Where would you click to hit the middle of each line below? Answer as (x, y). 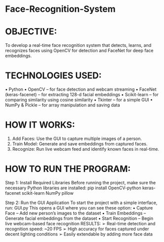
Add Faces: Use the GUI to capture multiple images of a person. (77, 138)
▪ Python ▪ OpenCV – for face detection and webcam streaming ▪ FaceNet (81, 89)
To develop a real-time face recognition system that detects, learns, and (78, 45)
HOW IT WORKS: (40, 125)
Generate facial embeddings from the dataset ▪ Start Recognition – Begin (79, 218)
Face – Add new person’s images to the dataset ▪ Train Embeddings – (76, 213)
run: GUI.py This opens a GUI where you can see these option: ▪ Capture (79, 207)
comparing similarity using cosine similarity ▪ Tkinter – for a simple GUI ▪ (79, 100)
